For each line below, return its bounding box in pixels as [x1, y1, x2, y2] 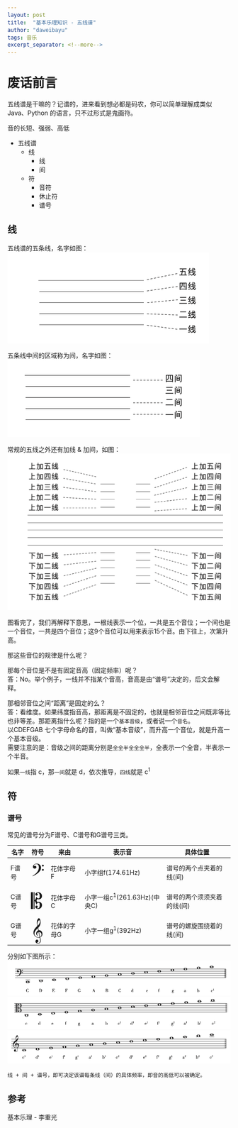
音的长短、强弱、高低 [7, 124, 69, 133]
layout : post [7, 11, 46, 18]
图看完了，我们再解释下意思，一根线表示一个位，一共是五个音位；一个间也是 [7, 618, 231, 626]
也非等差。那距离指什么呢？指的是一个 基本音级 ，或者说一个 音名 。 [7, 717, 195, 725]
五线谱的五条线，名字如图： [7, 243, 89, 252]
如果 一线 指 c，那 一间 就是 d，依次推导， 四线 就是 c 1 [7, 766, 151, 776]
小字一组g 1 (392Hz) [84, 924, 142, 934]
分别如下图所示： [7, 951, 57, 961]
